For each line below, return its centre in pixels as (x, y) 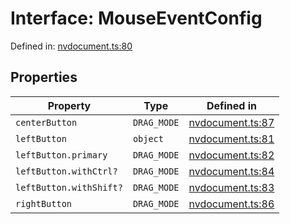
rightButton (44, 203)
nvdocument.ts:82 (231, 155)
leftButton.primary (61, 155)
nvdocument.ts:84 (231, 171)
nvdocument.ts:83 (231, 187)
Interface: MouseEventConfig (136, 18)
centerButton (46, 122)
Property (69, 105)
